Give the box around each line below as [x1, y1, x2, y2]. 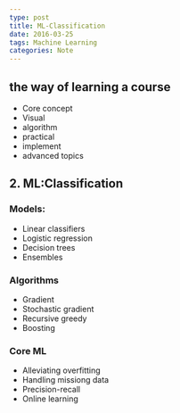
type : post [9, 12, 50, 22]
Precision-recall [21, 384, 81, 395]
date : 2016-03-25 [9, 29, 74, 38]
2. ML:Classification [9, 176, 123, 192]
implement [21, 140, 61, 152]
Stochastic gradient [21, 303, 94, 314]
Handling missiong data [21, 375, 110, 385]
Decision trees [21, 242, 76, 252]
